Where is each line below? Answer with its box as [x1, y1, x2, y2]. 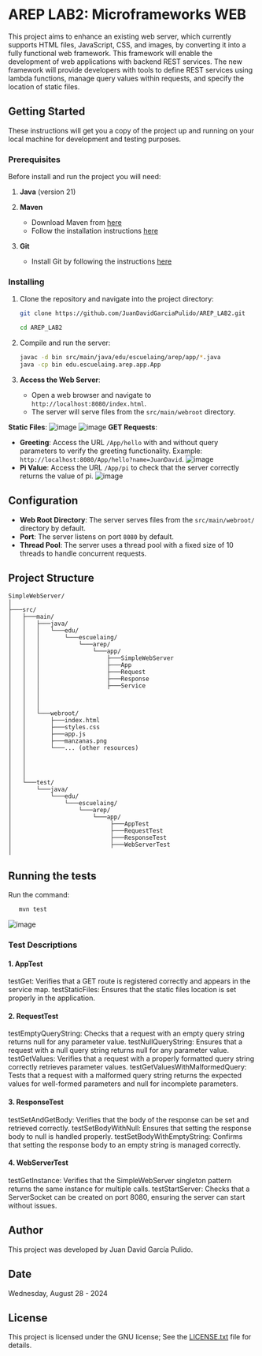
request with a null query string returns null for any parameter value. [8, 1046, 230, 1055]
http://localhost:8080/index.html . [31, 399, 147, 408]
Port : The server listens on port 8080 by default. [19, 531, 175, 541]
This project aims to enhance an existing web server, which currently [8, 32, 232, 41]
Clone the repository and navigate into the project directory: [19, 294, 214, 304]
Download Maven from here [31, 218, 122, 227]
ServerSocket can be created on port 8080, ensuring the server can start [8, 1192, 245, 1201]
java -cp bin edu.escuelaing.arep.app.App [19, 361, 161, 369]
